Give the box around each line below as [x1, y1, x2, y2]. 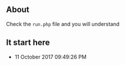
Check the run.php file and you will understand [6, 20, 120, 27]
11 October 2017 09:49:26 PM [14, 53, 87, 60]
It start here [6, 38, 50, 48]
